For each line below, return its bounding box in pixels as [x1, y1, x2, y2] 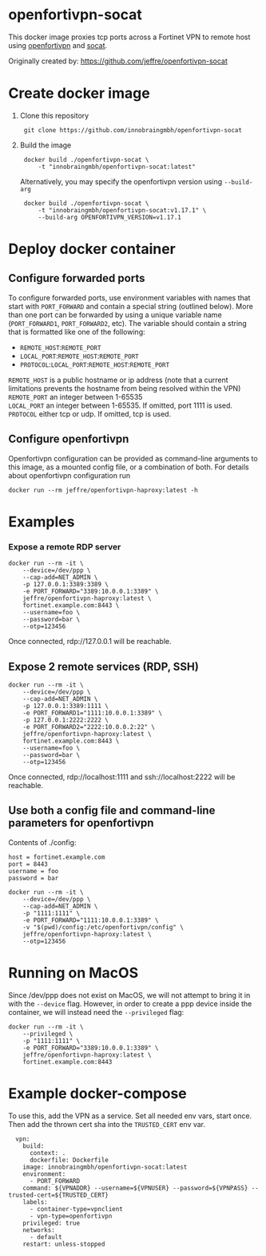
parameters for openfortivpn [8, 816, 154, 830]
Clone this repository [19, 111, 89, 120]
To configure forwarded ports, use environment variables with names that [8, 292, 251, 302]
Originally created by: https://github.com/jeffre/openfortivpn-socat [8, 56, 228, 66]
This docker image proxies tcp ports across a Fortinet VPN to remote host [8, 32, 251, 42]
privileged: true [22, 1219, 81, 1227]
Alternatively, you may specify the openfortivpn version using [19, 176, 223, 186]
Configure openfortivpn [8, 433, 129, 446]
